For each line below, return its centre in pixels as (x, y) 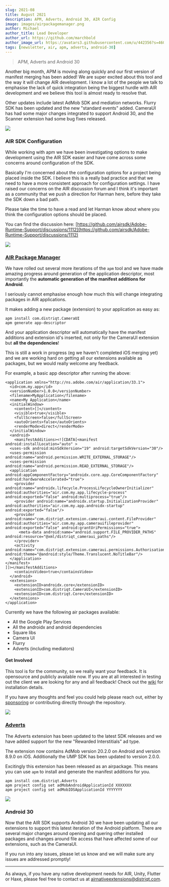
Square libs (24, 633)
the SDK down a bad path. (32, 199)
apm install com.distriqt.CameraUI (43, 319)
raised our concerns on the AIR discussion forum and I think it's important (82, 188)
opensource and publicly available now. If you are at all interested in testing (83, 677)
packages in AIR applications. (36, 300)
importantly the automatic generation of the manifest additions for (75, 279)
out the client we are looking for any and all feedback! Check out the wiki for (84, 682)
